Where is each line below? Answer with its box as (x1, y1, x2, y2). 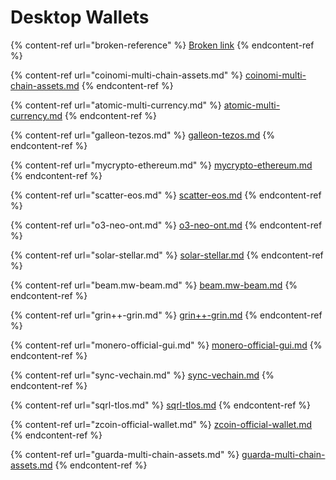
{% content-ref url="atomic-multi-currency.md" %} (10, 99, 222, 111)
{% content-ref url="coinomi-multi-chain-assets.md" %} (10, 69, 244, 81)
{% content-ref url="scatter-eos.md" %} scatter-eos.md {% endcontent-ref (10, 189, 322, 201)
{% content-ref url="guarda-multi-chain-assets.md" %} (10, 448, 240, 460)
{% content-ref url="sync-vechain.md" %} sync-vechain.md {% (10, 369, 275, 381)
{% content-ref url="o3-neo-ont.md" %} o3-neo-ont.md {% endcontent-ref (10, 219, 323, 231)
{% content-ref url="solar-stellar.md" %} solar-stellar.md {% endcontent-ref (10, 249, 324, 261)
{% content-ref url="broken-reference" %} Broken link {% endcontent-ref (10, 39, 315, 51)
